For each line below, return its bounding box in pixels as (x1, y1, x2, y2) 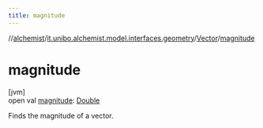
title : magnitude (8, 11, 66, 20)
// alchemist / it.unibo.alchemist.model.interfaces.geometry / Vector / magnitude (8, 33, 255, 43)
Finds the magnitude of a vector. (8, 111, 115, 120)
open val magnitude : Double (8, 96, 100, 105)
